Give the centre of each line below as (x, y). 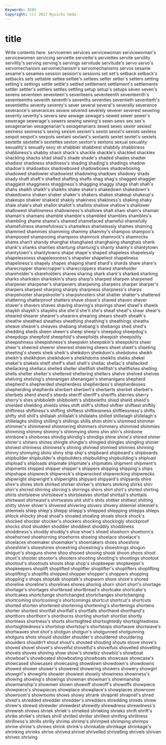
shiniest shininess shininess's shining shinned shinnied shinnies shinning (80, 448)
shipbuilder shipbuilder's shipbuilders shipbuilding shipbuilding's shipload (81, 458)
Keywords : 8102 (21, 10)
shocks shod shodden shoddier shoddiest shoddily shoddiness (70, 526)
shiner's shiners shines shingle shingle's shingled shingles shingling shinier (82, 442)
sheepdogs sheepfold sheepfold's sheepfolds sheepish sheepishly (73, 337)
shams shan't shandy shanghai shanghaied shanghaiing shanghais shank (80, 242)
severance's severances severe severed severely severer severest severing (83, 111)
